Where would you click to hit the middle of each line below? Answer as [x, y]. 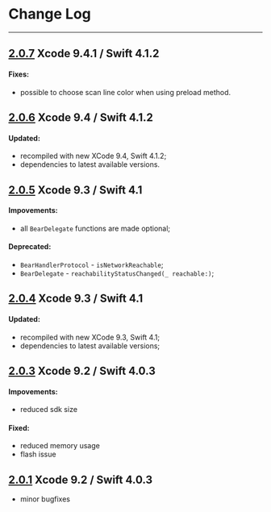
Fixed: [19, 427]
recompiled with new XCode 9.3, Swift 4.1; [90, 337]
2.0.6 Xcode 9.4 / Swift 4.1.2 [81, 117]
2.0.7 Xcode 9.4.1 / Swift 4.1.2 [84, 54]
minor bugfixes [45, 499]
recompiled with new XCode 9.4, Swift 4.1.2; [93, 156]
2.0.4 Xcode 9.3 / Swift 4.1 [76, 299]
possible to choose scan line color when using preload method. [125, 92]
